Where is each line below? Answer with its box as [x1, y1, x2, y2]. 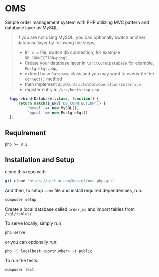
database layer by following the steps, [17, 39, 96, 45]
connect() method [24, 76, 62, 82]
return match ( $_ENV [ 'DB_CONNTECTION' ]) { [18, 101, 106, 106]
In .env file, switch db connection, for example [24, 49, 121, 55]
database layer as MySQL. [5, 24, 59, 30]
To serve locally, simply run [5, 220, 61, 226]
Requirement [5, 128, 46, 137]
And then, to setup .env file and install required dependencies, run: [5, 187, 143, 193]
